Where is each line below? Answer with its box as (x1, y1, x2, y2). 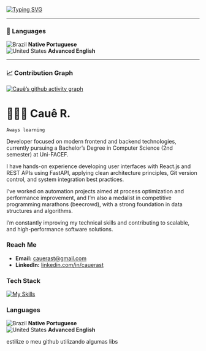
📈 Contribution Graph (6, 69, 74, 77)
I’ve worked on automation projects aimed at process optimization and (6, 187, 184, 195)
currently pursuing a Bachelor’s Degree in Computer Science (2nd (6, 144, 174, 152)
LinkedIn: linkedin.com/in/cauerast (15, 261, 104, 268)
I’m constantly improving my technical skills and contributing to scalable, (6, 218, 190, 226)
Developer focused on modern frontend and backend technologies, (6, 137, 177, 145)
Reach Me (6, 241, 37, 249)
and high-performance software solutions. (6, 225, 113, 233)
